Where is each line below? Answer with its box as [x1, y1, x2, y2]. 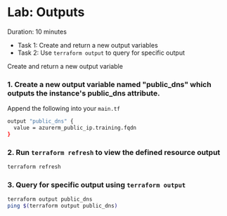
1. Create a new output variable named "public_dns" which [7, 79, 212, 89]
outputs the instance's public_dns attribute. [7, 88, 160, 98]
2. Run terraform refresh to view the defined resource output [7, 147, 221, 157]
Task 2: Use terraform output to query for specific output [17, 48, 185, 57]
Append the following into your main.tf [7, 104, 121, 113]
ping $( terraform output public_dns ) [7, 203, 118, 210]
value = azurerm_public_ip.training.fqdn [13, 124, 137, 132]
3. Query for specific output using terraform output [7, 180, 186, 189]
